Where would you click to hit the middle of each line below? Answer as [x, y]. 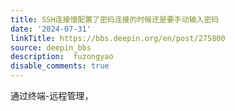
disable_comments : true [60, 66]
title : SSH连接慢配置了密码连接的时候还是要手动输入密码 [115, 19]
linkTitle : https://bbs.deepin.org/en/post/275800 [118, 38]
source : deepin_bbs [51, 47]
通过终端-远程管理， [52, 95]
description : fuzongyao [62, 57]
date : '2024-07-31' [51, 29]
